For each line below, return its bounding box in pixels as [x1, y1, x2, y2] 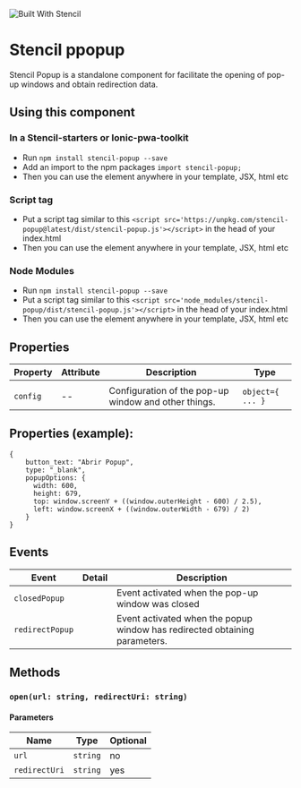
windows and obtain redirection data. [21, 79, 159, 90]
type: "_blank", [25, 466, 87, 475]
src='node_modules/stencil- [164, 296, 269, 305]
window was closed [116, 597, 200, 610]
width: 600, [32, 481, 78, 490]
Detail [82, 571, 108, 584]
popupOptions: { [25, 473, 87, 483]
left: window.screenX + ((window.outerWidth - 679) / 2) [32, 504, 251, 514]
